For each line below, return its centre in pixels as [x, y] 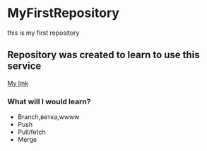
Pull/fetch [31, 132]
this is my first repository [43, 33]
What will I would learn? [49, 101]
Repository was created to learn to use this [103, 55]
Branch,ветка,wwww [48, 117]
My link [18, 83]
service [24, 66]
